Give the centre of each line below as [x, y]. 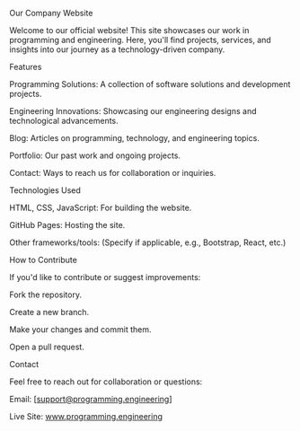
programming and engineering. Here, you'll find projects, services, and [140, 40]
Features [26, 67]
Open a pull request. [47, 347]
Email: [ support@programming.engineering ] [91, 399]
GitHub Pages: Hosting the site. [67, 225]
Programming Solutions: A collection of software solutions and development [150, 84]
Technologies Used [45, 190]
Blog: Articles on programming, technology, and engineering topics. [135, 138]
